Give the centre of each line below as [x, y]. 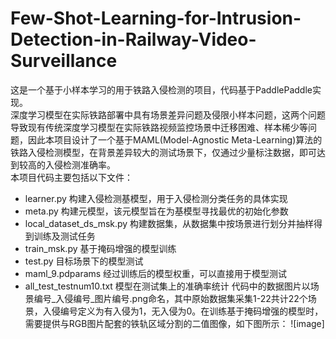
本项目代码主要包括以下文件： [71, 177]
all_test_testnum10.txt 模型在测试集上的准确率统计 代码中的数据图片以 [167, 286]
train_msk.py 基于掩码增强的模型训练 [100, 248]
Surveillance [64, 61]
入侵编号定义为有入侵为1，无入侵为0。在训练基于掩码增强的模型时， [183, 311]
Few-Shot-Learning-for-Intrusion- [156, 18]
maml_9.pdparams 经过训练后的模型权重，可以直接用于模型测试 [156, 273]
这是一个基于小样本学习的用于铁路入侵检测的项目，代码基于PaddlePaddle [161, 89]
